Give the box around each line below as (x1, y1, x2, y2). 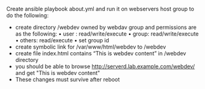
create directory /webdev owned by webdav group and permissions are (15, 24, 197, 31)
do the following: (6, 12, 49, 19)
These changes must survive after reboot (15, 76, 120, 83)
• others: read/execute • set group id (15, 37, 109, 44)
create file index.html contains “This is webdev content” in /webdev (15, 50, 187, 57)
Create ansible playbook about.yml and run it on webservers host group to (6, 6, 195, 12)
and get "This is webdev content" (15, 69, 100, 76)
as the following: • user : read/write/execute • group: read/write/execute (15, 30, 199, 37)
